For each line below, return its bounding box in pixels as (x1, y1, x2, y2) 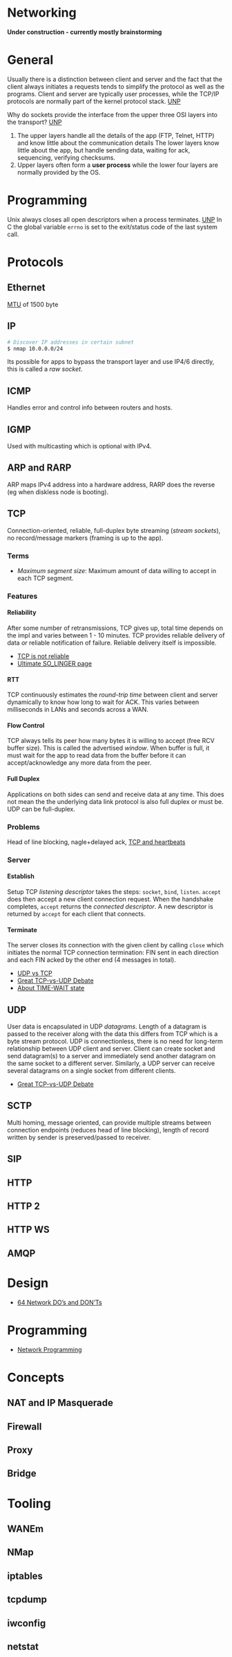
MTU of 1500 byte (7, 300, 59, 308)
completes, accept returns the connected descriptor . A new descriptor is (7, 902, 213, 911)
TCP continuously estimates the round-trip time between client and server (7, 691, 218, 699)
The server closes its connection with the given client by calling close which (7, 941, 224, 949)
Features (7, 591, 38, 601)
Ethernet (7, 282, 46, 294)
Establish (7, 872, 35, 881)
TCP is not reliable (17, 652, 70, 660)
